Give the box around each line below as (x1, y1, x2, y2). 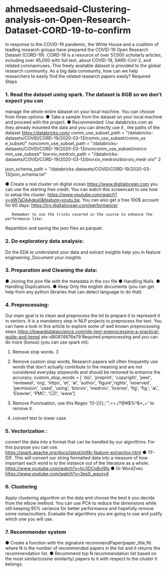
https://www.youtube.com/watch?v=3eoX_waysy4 (5, 471, 109, 477)
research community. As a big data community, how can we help (5, 67, 138, 73)
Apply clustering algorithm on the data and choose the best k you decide (5, 494, 155, 500)
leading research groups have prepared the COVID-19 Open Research (5, 46, 149, 52)
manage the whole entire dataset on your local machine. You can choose (5, 108, 155, 114)
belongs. (5, 561, 23, 567)
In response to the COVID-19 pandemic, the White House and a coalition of (5, 41, 159, 47)
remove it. (12, 405, 33, 411)
